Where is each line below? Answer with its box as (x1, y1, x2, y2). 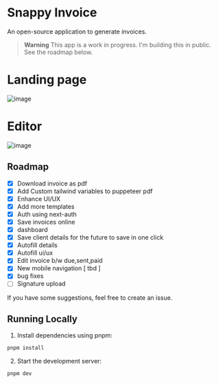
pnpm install (7, 344, 45, 352)
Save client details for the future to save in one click (16, 233, 164, 242)
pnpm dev (7, 370, 32, 377)
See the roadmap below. (23, 48, 93, 56)
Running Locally (7, 313, 77, 324)
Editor (7, 118, 43, 134)
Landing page (7, 72, 87, 88)
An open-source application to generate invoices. (7, 27, 147, 36)
